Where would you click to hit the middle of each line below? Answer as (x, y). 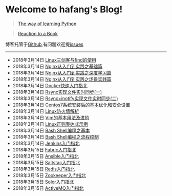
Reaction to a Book (38, 33)
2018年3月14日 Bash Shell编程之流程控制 (56, 136)
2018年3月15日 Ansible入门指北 (46, 156)
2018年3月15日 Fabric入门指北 (45, 149)
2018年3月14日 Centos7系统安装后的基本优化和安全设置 (71, 105)
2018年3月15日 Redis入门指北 (44, 169)
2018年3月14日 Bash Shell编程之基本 (51, 130)
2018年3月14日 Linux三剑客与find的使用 (54, 60)
